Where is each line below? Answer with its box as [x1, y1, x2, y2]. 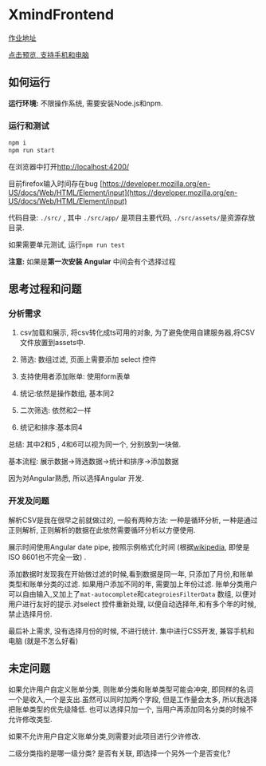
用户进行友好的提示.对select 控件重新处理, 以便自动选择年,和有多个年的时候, [8, 599, 256, 609]
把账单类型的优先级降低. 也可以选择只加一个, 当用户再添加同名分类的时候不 [8, 704, 253, 714]
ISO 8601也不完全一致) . [8, 552, 87, 562]
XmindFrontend [8, 6, 114, 24]
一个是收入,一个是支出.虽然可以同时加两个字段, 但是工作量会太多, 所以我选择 [8, 694, 258, 704]
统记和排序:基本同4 [19, 423, 83, 432]
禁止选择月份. [8, 609, 53, 618]
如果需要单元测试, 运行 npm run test [8, 240, 125, 249]
